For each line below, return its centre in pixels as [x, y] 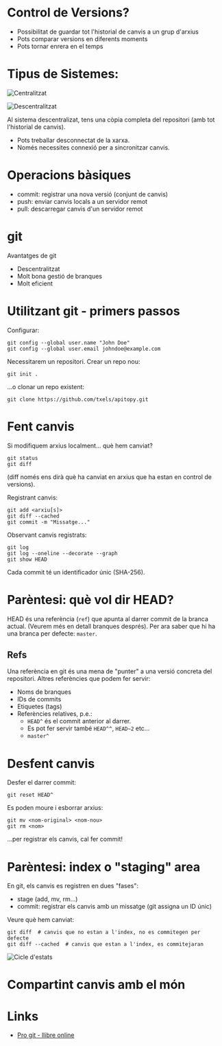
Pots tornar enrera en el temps [60, 46]
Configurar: [23, 330]
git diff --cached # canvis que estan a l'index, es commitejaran [106, 944]
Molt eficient [35, 283]
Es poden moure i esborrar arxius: [55, 808]
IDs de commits [39, 699]
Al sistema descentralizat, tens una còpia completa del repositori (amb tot [111, 119]
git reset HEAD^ [30, 795]
